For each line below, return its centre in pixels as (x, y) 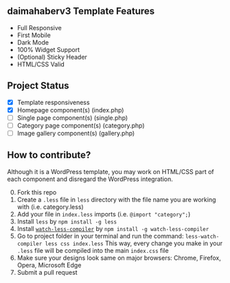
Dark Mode (33, 42)
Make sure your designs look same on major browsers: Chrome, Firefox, (119, 258)
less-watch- (202, 236)
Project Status (38, 86)
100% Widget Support (48, 49)
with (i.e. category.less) (50, 207)
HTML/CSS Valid (41, 64)
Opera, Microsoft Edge (49, 265)
